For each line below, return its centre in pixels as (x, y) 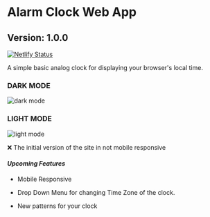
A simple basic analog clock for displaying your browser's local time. (105, 68)
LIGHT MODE (29, 119)
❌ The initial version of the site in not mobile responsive (87, 147)
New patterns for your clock (57, 206)
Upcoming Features (36, 164)
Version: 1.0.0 (38, 38)
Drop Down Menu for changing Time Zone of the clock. (96, 192)
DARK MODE (29, 85)
